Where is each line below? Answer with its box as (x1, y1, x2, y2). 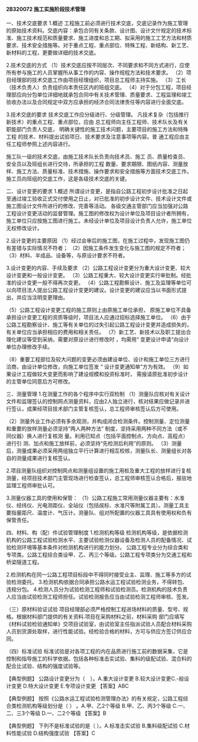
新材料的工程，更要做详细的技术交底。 (6, 49, 99, 56)
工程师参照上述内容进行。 (11, 140, 74, 147)
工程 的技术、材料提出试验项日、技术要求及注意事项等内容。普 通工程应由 (6, 133, 184, 140)
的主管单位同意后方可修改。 (6, 378, 74, 385)
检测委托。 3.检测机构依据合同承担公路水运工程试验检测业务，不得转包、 (11, 579, 188, 586)
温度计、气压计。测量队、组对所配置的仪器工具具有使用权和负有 (37, 509, 192, 516)
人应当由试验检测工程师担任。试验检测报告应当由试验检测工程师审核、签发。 (6, 593, 192, 600)
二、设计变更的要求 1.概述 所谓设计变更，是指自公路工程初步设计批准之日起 (6, 188, 189, 195)
